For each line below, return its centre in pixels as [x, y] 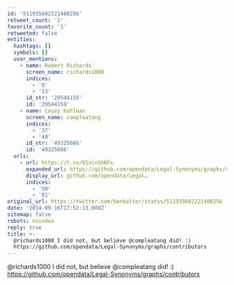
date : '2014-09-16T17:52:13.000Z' [57, 208]
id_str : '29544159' [54, 98]
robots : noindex [31, 221]
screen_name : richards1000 [65, 72]
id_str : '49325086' [54, 144]
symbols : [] [31, 53]
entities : [22, 40]
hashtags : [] [32, 46]
